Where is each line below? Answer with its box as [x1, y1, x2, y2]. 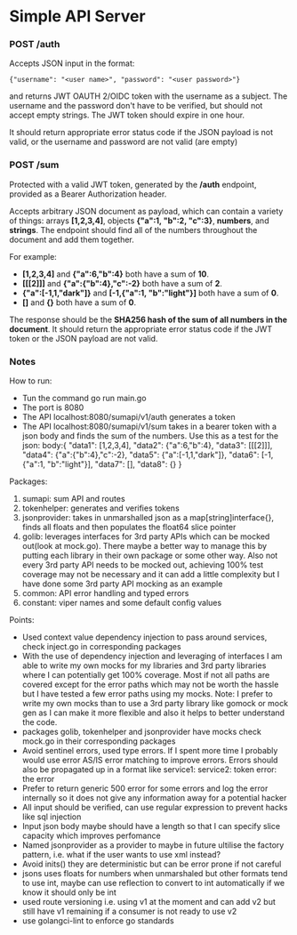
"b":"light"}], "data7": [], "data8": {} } [47, 459, 182, 470]
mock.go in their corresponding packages [21, 736, 176, 746]
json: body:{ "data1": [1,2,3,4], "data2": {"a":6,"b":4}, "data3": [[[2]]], [21, 440, 273, 451]
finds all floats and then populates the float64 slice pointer [21, 522, 237, 533]
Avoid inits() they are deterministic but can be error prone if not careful [21, 858, 282, 869]
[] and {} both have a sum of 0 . [21, 296, 137, 308]
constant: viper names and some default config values [21, 598, 222, 609]
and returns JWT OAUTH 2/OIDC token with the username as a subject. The [9, 91, 288, 101]
